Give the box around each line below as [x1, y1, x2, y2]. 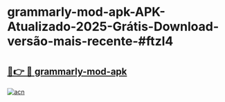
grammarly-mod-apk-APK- [7, 4, 166, 20]
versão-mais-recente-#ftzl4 [7, 34, 174, 49]
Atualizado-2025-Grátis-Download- [7, 19, 219, 34]
